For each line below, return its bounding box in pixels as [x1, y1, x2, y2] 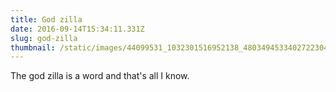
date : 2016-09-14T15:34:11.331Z [10, 24, 145, 34]
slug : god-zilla [10, 33, 78, 43]
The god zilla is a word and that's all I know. [10, 70, 190, 82]
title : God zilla [10, 14, 83, 25]
